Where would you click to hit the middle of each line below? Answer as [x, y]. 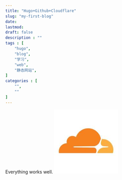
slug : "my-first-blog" [29, 16]
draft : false [19, 32]
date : [11, 21]
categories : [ [21, 81]
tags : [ [15, 43]
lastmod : [15, 27]
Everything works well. [29, 172]
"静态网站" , [26, 70]
